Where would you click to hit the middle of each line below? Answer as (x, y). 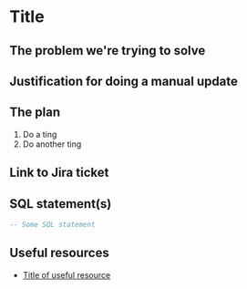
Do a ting (40, 134)
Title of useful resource (67, 274)
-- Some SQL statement (52, 224)
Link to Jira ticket (59, 173)
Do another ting (52, 144)
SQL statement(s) (61, 204)
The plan (35, 113)
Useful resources (59, 253)
